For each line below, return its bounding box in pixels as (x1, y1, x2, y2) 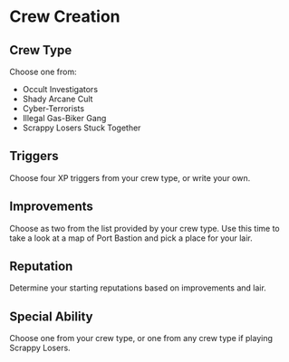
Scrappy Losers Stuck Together (22, 122, 141, 133)
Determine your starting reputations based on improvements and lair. (9, 282, 267, 293)
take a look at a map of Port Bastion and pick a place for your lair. (9, 233, 254, 243)
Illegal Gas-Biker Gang (22, 113, 107, 123)
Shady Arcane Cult (22, 93, 93, 104)
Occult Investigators (22, 84, 98, 94)
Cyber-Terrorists (22, 103, 84, 114)
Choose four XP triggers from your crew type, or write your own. (9, 172, 251, 183)
